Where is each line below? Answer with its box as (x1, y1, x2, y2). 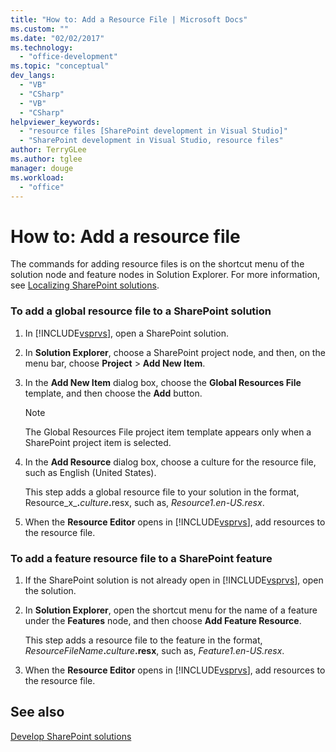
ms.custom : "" (10, 24, 70, 34)
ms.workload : (10, 172, 65, 183)
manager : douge (10, 163, 74, 173)
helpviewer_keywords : (10, 117, 101, 127)
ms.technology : (10, 42, 74, 53)
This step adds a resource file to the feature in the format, (24, 634, 263, 646)
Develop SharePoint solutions (10, 730, 132, 742)
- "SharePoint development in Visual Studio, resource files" (19, 136, 284, 146)
